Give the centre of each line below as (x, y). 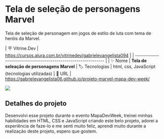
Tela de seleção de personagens (73, 9)
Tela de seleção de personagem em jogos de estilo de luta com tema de (78, 33)
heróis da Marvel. (23, 38)
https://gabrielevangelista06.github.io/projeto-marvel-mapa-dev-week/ (78, 79)
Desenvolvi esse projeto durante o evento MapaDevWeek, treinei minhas (79, 115)
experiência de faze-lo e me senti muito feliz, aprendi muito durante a (76, 126)
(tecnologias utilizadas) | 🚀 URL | (38, 73)
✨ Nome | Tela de (129, 61)
